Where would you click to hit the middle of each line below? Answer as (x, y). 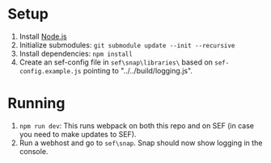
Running (36, 104)
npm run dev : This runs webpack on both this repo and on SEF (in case (136, 125)
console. (34, 151)
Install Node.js (43, 36)
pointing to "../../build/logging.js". (138, 70)
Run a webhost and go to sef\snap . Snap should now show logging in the (141, 143)
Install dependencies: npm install (76, 53)
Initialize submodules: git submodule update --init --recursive (127, 44)
